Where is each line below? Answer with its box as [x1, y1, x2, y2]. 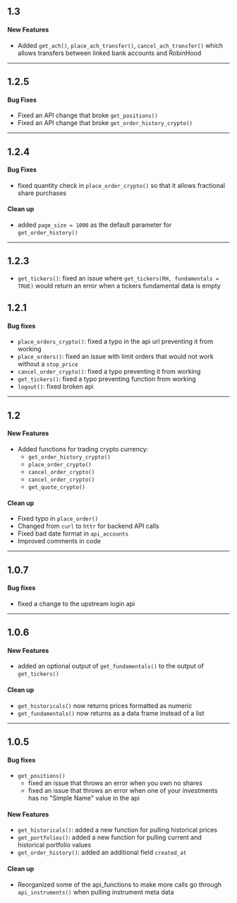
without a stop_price [17, 360, 79, 368]
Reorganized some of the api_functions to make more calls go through [17, 880, 222, 889]
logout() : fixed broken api [17, 382, 94, 391]
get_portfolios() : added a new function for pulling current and [17, 833, 202, 842]
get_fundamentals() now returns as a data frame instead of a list [17, 709, 205, 717]
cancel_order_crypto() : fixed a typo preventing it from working [17, 367, 201, 376]
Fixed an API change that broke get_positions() [17, 111, 159, 119]
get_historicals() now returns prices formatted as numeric [17, 701, 193, 709]
